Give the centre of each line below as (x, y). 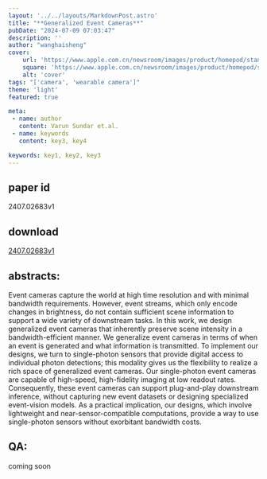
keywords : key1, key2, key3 (55, 155)
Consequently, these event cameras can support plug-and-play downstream (133, 387)
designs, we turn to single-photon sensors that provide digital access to (126, 354)
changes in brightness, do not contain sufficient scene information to (121, 312)
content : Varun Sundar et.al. (69, 127)
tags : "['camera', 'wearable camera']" (74, 82)
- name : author (37, 119)
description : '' (35, 38)
